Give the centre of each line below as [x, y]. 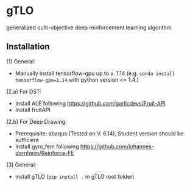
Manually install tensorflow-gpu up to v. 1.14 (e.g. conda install [95, 73]
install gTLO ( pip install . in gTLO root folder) [75, 176]
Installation [28, 47]
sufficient [27, 140]
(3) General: [21, 165]
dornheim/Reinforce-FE [44, 152]
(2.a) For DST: [24, 91]
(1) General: [21, 61]
